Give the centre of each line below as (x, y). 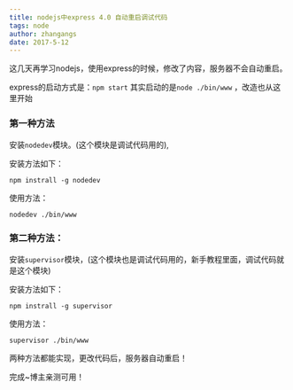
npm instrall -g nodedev (55, 180)
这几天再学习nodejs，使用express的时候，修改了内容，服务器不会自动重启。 (148, 68)
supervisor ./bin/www (49, 340)
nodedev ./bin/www (43, 214)
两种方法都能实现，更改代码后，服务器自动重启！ (98, 358)
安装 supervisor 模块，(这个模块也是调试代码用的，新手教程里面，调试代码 (143, 259)
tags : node (29, 26)
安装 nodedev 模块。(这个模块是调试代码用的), (89, 144)
